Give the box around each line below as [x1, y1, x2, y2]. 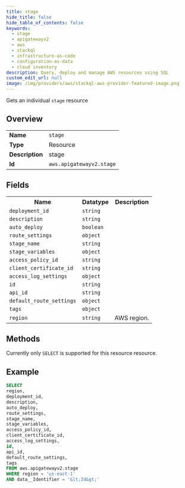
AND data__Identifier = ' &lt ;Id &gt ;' [6, 477, 100, 483]
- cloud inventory [11, 64, 58, 70]
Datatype [82, 197, 109, 206]
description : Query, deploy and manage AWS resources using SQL [6, 70, 169, 75]
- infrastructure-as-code [11, 53, 76, 59]
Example [6, 367, 39, 377]
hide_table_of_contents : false [6, 20, 84, 26]
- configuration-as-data [11, 58, 73, 64]
